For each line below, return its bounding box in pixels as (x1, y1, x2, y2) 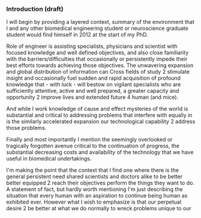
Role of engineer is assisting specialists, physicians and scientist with (6, 43, 178, 50)
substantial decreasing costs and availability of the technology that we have (6, 149, 194, 156)
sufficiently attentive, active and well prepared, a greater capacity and (6, 87, 179, 95)
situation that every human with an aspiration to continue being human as (6, 192, 188, 199)
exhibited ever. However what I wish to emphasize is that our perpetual (6, 198, 182, 205)
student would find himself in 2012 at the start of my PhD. (6, 31, 148, 38)
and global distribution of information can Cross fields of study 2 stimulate (6, 68, 190, 75)
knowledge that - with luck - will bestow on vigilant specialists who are (6, 81, 181, 88)
